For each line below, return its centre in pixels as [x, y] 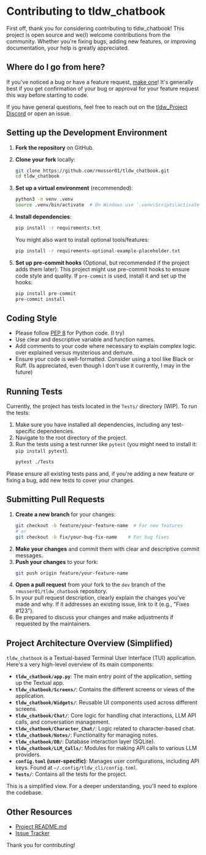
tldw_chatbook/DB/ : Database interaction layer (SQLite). [85, 741]
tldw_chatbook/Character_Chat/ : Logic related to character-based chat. [105, 729]
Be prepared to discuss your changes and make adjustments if [94, 617]
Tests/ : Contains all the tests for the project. [71, 774]
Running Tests [34, 391]
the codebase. [25, 792]
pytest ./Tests [35, 462]
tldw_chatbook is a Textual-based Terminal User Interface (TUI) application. [101, 658]
